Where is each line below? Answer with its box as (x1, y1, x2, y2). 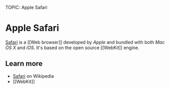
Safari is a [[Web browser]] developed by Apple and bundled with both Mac (5, 39, 165, 45)
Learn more (5, 59, 43, 68)
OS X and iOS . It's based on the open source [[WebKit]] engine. (5, 44, 140, 51)
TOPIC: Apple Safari (5, 5, 48, 10)
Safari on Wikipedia (12, 73, 54, 79)
